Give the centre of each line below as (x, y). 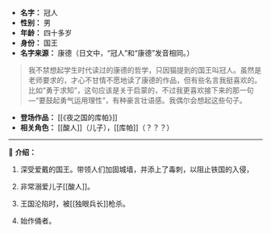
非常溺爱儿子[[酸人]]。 (57, 186)
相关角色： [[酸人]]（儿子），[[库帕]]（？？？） (97, 127)
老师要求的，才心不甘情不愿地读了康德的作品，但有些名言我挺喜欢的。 (145, 80)
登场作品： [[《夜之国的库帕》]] (69, 117)
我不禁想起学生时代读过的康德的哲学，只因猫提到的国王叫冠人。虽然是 (145, 70)
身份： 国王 (39, 43)
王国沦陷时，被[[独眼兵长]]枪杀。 (75, 204)
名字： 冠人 (39, 12)
